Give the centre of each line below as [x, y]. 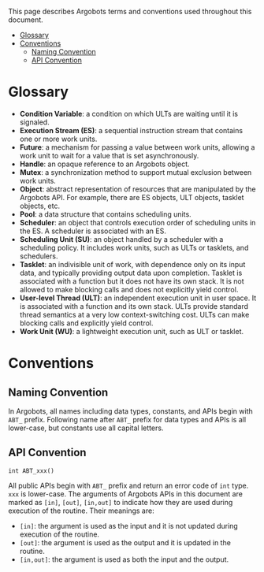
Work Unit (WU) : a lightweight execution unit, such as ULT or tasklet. [132, 331]
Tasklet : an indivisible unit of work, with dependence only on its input [132, 264]
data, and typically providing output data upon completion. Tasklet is [131, 273]
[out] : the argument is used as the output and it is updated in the [125, 542]
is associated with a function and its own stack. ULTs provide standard [134, 306]
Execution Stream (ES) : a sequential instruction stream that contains [131, 130]
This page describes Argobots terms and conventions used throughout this [130, 11]
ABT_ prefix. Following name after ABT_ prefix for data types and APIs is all [127, 419]
